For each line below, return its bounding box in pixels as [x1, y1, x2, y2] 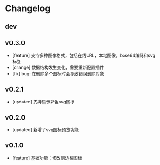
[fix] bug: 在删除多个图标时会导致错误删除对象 [12, 71, 105, 77]
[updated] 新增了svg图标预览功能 [12, 127, 79, 133]
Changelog [5, 3, 51, 14]
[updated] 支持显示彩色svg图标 [12, 99, 74, 105]
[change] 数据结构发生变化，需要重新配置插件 [12, 64, 104, 71]
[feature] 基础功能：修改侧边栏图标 [12, 155, 82, 161]
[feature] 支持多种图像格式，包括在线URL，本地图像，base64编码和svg [12, 52, 156, 59]
